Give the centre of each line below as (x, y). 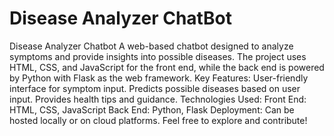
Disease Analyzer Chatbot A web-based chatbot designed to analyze (151, 46)
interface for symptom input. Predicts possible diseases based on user (155, 88)
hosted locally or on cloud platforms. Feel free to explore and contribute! (158, 120)
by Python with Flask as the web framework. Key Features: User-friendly (159, 78)
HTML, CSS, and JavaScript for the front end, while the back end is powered (167, 67)
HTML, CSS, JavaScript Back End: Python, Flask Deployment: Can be (152, 109)
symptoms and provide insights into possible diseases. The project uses (158, 56)
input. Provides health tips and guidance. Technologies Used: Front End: (158, 99)
